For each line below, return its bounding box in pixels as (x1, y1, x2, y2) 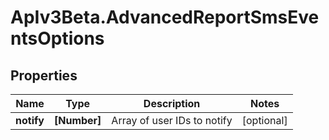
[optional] (241, 114, 288, 127)
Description (143, 97, 201, 110)
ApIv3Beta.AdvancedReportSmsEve (10, 6, 320, 29)
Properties (10, 67, 78, 84)
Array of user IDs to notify (111, 114, 233, 127)
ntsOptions (10, 27, 105, 50)
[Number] (53, 114, 102, 127)
